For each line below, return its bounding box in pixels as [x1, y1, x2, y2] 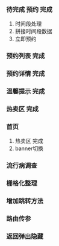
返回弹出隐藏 [6, 232, 44, 241]
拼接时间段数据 [14, 28, 52, 35]
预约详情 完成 [6, 69, 45, 78]
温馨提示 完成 [6, 87, 45, 96]
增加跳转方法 [6, 197, 44, 206]
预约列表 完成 [6, 52, 45, 60]
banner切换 [14, 145, 44, 152]
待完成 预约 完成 [6, 5, 53, 13]
